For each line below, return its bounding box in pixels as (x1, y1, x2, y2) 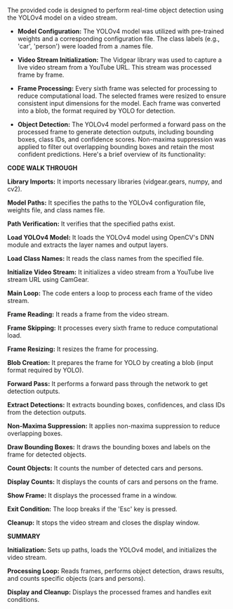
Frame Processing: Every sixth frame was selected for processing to (17, 84, 218, 92)
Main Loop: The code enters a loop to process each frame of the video (7, 289, 213, 297)
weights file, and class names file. (7, 206, 105, 214)
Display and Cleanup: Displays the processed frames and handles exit (7, 588, 212, 596)
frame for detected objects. (7, 450, 86, 459)
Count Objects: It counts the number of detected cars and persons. (7, 464, 204, 472)
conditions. (7, 596, 40, 603)
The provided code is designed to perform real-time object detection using (7, 6, 224, 14)
